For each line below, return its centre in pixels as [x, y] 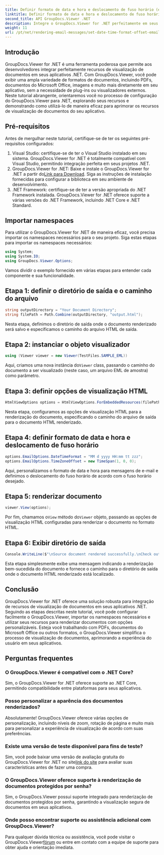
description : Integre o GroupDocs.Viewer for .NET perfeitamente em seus [82, 23]
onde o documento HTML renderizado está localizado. [60, 574]
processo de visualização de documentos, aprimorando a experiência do [78, 638]
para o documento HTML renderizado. [44, 422]
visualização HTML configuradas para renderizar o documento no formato [80, 522]
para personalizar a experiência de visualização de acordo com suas [74, 728]
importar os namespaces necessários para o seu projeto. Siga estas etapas [81, 238]
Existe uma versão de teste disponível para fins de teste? [74, 746]
